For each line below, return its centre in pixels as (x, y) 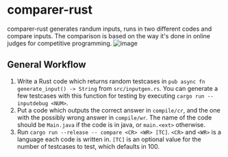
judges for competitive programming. (60, 43)
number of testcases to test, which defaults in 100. (88, 146)
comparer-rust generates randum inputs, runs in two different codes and (110, 29)
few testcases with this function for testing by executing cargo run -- (115, 96)
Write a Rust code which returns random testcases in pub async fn (111, 81)
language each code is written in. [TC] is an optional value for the (109, 139)
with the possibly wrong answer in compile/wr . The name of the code (114, 117)
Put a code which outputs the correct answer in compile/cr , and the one (118, 110)
